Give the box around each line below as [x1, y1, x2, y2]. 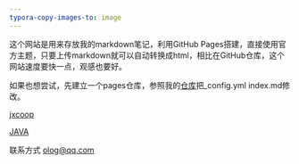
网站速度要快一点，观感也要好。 [9, 61, 127, 71]
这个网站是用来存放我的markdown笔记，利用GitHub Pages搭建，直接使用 [9, 38, 278, 49]
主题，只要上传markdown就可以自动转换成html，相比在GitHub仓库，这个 [16, 50, 286, 61]
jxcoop [9, 109, 35, 119]
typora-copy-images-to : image [9, 12, 122, 22]
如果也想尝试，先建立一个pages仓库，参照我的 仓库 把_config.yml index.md [9, 79, 283, 90]
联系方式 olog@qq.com [9, 144, 96, 155]
